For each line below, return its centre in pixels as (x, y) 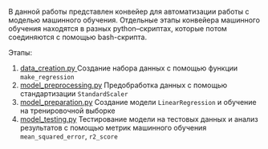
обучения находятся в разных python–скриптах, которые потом (118, 28)
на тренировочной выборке (67, 111)
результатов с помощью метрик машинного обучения (113, 128)
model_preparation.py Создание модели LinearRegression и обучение (138, 102)
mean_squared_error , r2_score (69, 136)
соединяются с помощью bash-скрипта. (77, 37)
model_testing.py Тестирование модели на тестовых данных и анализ (139, 119)
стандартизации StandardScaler (74, 94)
